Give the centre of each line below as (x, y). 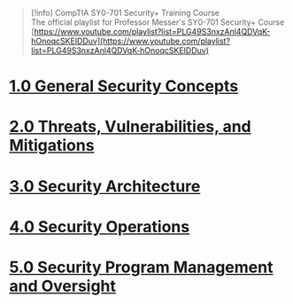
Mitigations (52, 146)
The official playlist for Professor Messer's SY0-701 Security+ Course (158, 22)
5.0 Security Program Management (141, 267)
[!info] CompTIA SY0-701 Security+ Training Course (125, 13)
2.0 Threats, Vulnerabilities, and (130, 127)
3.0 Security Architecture (105, 186)
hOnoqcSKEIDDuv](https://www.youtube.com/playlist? (131, 41)
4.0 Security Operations (100, 226)
